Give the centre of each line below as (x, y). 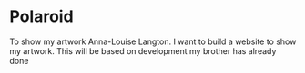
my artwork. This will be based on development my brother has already (143, 50)
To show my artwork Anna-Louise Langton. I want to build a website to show (153, 41)
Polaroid (42, 17)
